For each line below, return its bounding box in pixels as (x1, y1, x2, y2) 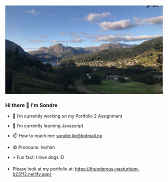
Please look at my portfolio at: (12, 166, 74, 172)
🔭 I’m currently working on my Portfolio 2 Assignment (12, 113, 122, 119)
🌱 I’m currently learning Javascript (12, 123, 83, 129)
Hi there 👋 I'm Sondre (5, 101, 58, 108)
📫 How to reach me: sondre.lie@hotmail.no (12, 133, 102, 139)
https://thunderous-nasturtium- (74, 166, 140, 172)
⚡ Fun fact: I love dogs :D (12, 154, 64, 160)
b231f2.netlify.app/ (12, 171, 51, 177)
